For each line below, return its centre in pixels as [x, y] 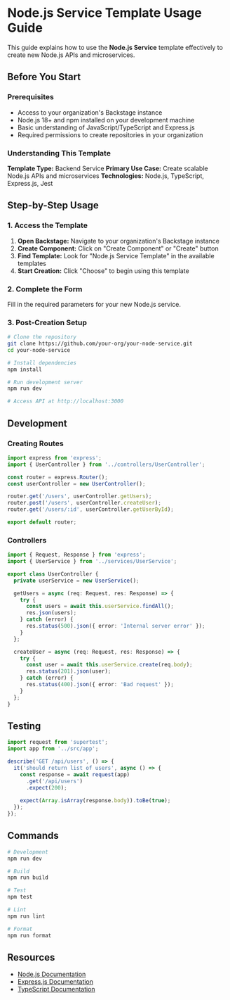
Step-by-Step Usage [53, 205]
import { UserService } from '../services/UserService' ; [92, 562]
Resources [31, 957]
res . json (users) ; [51, 613]
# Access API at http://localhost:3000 [66, 401]
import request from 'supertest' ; [58, 742]
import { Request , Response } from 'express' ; [76, 555]
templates [32, 263]
